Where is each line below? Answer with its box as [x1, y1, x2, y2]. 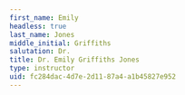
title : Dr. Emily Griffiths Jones [9, 55, 141, 64]
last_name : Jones [9, 30, 75, 39]
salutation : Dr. [9, 47, 71, 56]
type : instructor [9, 64, 75, 73]
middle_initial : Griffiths [9, 38, 112, 48]
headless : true [9, 22, 67, 31]
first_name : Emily [9, 13, 79, 23]
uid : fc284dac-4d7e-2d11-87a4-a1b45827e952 [9, 72, 177, 81]
